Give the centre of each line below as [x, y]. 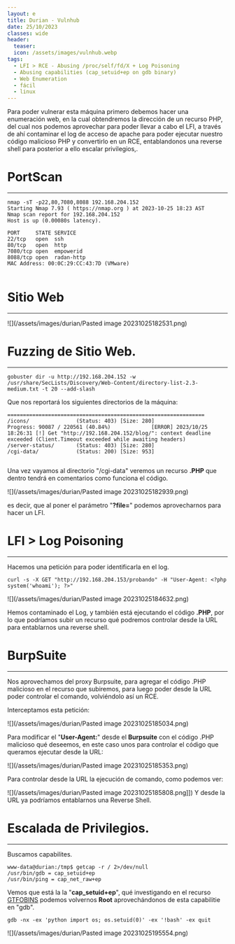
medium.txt [23, 389]
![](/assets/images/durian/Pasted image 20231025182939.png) [98, 491]
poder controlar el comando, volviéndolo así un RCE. [83, 696]
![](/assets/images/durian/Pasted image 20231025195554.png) [98, 933]
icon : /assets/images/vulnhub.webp [65, 53]
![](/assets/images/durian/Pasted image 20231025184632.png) [98, 598]
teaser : [25, 46]
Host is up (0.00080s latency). [54, 221]
